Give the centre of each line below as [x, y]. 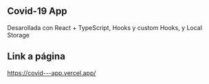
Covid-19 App [37, 11]
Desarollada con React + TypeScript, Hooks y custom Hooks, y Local [105, 27]
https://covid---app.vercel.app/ [52, 73]
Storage [18, 35]
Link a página [36, 56]
